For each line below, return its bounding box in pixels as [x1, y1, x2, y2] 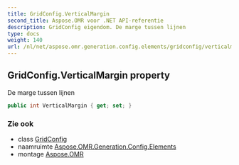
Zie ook [7, 118, 34, 128]
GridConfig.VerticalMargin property [7, 69, 171, 81]
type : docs [7, 30, 40, 38]
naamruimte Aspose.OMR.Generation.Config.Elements [17, 142, 176, 151]
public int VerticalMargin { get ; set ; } [7, 102, 132, 109]
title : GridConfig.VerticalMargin [7, 10, 110, 18]
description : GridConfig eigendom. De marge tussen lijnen [7, 23, 186, 30]
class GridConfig [17, 135, 68, 143]
